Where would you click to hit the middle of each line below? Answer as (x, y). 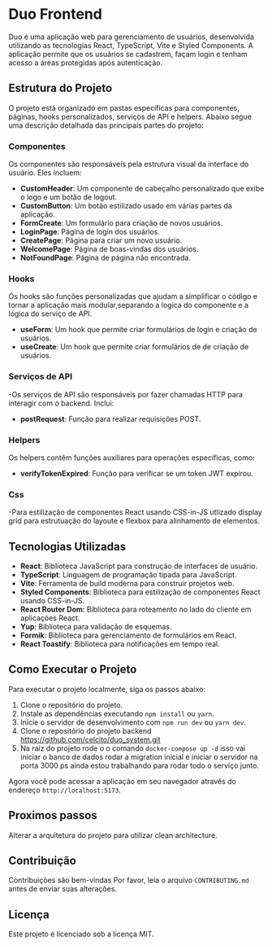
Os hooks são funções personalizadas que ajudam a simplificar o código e (133, 296)
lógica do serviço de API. (50, 313)
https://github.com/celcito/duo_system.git (90, 739)
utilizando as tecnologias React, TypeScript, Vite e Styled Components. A (131, 45)
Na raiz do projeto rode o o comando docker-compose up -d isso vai (133, 748)
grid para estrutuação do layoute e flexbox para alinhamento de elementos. (134, 521)
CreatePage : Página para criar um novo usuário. (101, 240)
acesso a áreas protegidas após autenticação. (86, 63)
